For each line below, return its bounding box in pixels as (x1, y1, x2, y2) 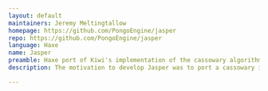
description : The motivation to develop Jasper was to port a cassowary (8, 64, 255, 72)
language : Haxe (8, 42, 59, 49)
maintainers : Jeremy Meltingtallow (8, 19, 127, 27)
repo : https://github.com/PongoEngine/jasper (8, 34, 162, 42)
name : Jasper (8, 49, 52, 57)
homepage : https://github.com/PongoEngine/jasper (8, 26, 177, 34)
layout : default (8, 11, 62, 20)
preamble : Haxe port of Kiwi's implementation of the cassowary (8, 57, 227, 65)
